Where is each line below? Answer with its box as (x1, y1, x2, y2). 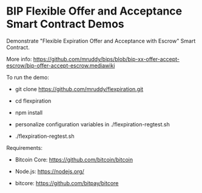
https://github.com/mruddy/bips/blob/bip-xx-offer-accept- (33, 55, 180, 63)
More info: (6, 55, 32, 63)
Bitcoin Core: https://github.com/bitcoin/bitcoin (15, 156, 133, 163)
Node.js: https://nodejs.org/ (15, 168, 85, 175)
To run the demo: (6, 73, 50, 81)
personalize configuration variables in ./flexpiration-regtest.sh (15, 120, 170, 128)
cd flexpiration (15, 97, 52, 104)
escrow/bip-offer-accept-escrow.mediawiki (6, 62, 115, 69)
